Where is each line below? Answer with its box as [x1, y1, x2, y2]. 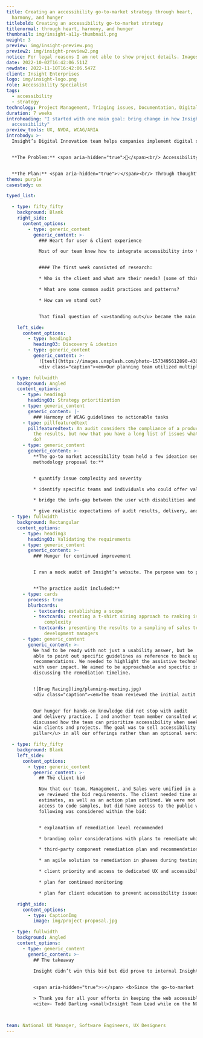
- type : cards [22, 591, 59, 597]
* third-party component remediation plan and [38, 846, 158, 853]
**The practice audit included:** [33, 586, 120, 592]
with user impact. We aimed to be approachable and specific [33, 664, 190, 670]
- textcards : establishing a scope [33, 608, 123, 614]
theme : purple [6, 176, 42, 182]
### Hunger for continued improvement [33, 553, 131, 560]
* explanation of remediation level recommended [38, 824, 164, 831]
